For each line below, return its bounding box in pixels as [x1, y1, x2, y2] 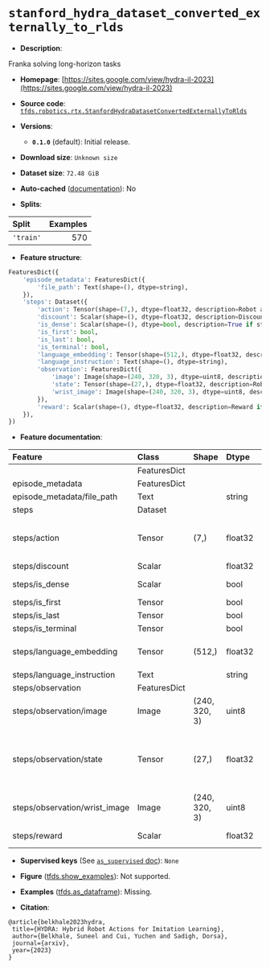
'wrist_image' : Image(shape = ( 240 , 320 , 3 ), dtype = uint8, [51, 388, 247, 396]
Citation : [19, 903, 50, 913]
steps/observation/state [12, 754, 103, 765]
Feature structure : [19, 252, 83, 262]
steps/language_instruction [12, 670, 116, 681]
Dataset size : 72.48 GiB [19, 167, 100, 178]
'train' [12, 233, 42, 242]
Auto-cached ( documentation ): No [19, 183, 137, 193]
